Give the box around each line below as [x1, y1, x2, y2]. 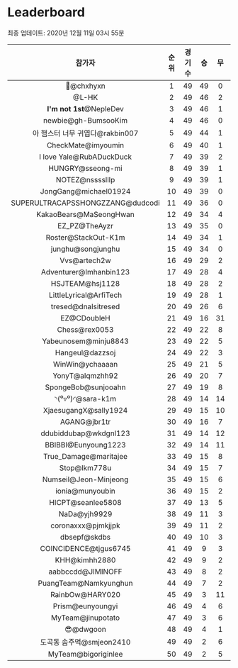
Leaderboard [7, 4, 85, 21]
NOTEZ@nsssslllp [55, 174, 115, 184]
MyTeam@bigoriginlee [47, 649, 123, 659]
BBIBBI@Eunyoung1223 [45, 440, 126, 450]
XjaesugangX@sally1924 [42, 405, 128, 415]
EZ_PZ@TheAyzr [57, 221, 113, 230]
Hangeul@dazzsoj [55, 347, 116, 357]
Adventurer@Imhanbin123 [41, 267, 130, 277]
